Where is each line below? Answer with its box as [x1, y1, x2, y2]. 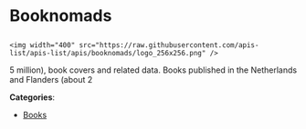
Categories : [9, 92, 56, 103]
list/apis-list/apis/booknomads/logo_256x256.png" [9, 49, 206, 58]
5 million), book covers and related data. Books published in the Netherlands [9, 64, 298, 75]
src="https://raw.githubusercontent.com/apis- [79, 41, 259, 50]
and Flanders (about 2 [9, 74, 93, 85]
